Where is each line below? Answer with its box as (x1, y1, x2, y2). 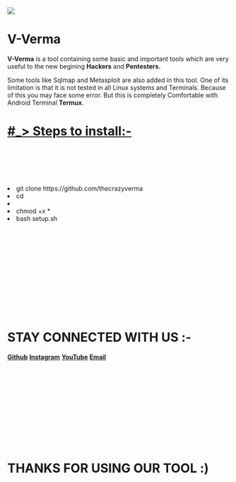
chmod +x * (16, 207, 51, 215)
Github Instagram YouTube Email (7, 352, 107, 361)
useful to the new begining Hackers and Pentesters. (7, 62, 161, 70)
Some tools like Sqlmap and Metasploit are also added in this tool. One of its (7, 76, 229, 84)
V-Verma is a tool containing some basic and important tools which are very (7, 54, 230, 63)
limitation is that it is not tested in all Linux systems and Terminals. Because (7, 83, 226, 91)
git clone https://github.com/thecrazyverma (16, 184, 143, 193)
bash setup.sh (16, 214, 58, 222)
